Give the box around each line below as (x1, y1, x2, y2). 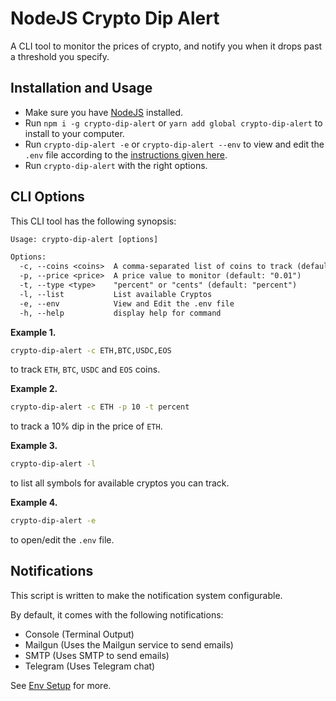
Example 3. (10, 440, 58, 452)
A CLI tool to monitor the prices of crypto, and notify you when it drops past (10, 40, 323, 52)
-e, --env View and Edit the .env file (19, 298, 235, 309)
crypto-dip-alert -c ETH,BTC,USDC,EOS (10, 345, 172, 356)
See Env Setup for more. (10, 679, 112, 691)
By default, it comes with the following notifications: (10, 608, 224, 621)
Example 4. (10, 497, 58, 509)
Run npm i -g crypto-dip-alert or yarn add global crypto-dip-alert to (24, 117, 323, 129)
